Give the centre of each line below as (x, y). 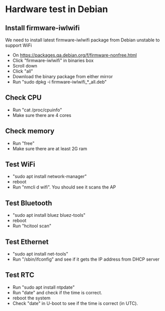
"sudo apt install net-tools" (40, 254)
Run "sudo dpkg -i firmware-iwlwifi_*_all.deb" (60, 82)
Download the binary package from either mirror (63, 76)
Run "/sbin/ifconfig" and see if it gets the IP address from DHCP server (86, 259)
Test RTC (20, 275)
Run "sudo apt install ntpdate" (44, 287)
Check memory (30, 131)
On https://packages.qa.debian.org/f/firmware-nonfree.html (75, 55)
